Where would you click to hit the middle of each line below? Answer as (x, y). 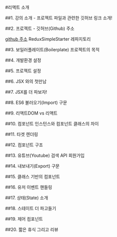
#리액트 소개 (17, 7)
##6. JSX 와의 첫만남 (26, 81)
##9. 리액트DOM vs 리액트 (31, 113)
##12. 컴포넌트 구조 (24, 145)
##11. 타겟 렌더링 (22, 134)
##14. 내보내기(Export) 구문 (32, 166)
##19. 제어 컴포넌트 (24, 219)
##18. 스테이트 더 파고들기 (31, 208)
